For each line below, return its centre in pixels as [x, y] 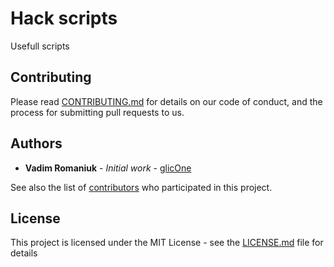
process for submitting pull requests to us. [97, 112]
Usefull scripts [40, 46]
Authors [36, 143]
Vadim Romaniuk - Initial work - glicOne [108, 168]
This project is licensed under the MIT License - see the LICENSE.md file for [167, 243]
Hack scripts [64, 18]
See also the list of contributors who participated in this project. [141, 187]
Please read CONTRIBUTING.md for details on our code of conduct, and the [166, 101]
